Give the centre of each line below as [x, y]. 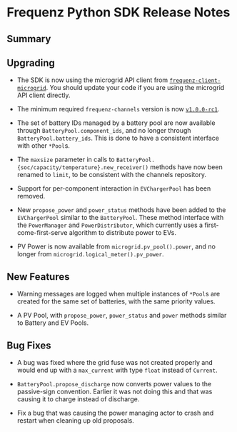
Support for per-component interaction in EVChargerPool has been [114, 189]
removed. [31, 196]
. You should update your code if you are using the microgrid [135, 88]
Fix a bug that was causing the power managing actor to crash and [115, 413]
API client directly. [44, 95]
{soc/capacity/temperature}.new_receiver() [83, 168]
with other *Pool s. [44, 146]
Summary [29, 39]
